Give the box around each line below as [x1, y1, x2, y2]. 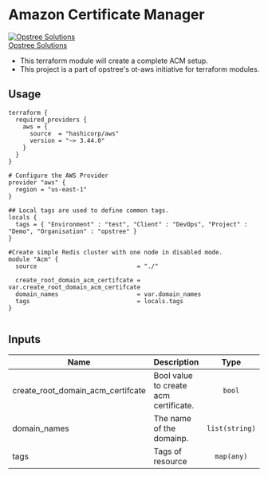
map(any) [215, 451, 248, 460]
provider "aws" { [8, 178, 66, 187]
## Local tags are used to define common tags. [8, 206, 170, 215]
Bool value [153, 369, 193, 380]
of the [153, 423, 176, 434]
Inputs [8, 333, 41, 346]
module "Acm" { [8, 255, 59, 263]
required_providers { [15, 116, 88, 124]
